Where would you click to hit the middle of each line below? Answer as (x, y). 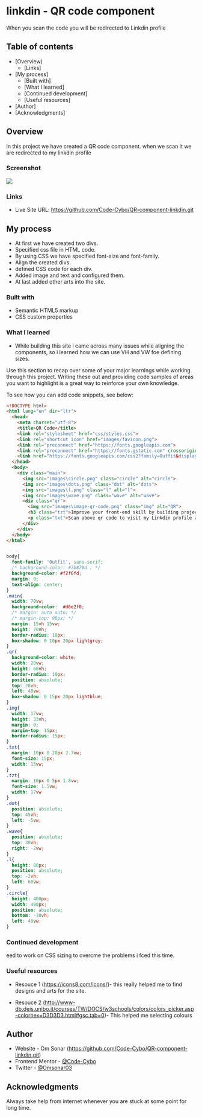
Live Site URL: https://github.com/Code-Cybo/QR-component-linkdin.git (104, 210)
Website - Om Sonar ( (42, 1049)
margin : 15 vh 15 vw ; (36, 624)
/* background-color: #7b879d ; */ (56, 568)
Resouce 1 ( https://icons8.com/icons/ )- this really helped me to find (98, 984)
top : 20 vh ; (25, 686)
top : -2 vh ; (25, 876)
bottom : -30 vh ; (31, 915)
